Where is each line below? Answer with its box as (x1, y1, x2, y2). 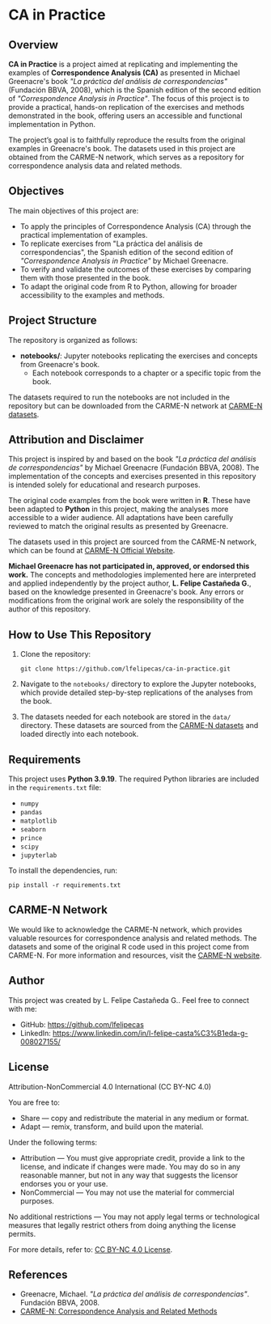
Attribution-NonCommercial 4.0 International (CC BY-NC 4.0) (8, 1081, 212, 1091)
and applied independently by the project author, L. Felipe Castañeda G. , (8, 578, 252, 588)
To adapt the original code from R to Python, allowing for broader (19, 281, 237, 291)
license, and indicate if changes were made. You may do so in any (19, 1161, 241, 1171)
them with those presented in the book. (19, 273, 151, 282)
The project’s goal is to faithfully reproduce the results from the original (8, 135, 246, 145)
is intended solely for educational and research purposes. (8, 480, 201, 490)
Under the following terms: (8, 1137, 98, 1147)
